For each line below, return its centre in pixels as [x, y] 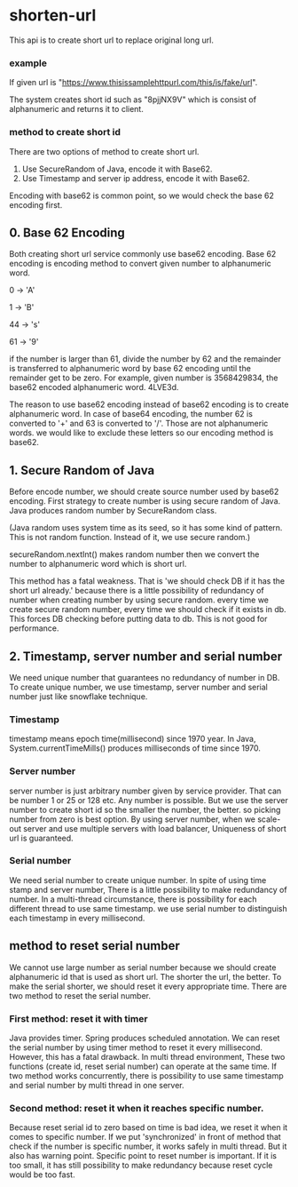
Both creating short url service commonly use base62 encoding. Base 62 [143, 254]
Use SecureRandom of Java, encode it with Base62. [117, 169]
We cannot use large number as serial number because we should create [143, 967]
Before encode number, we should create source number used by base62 [144, 492]
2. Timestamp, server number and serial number [145, 656]
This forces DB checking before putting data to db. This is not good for [138, 619]
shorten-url [53, 16]
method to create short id [65, 132]
